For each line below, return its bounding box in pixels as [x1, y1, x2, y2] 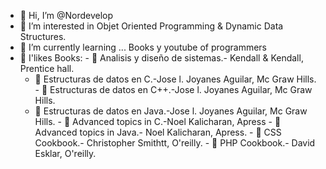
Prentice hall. [19, 63, 75, 74]
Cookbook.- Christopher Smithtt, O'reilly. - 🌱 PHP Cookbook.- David [34, 137, 316, 149]
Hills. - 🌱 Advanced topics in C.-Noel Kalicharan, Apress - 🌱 [34, 116, 282, 127]
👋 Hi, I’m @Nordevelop [19, 10, 114, 21]
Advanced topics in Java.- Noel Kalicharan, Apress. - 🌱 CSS [34, 126, 282, 138]
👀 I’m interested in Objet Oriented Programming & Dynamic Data [19, 20, 284, 32]
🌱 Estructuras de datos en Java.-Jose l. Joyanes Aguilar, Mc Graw [34, 105, 308, 117]
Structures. [19, 31, 67, 42]
